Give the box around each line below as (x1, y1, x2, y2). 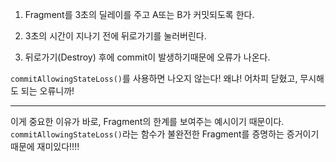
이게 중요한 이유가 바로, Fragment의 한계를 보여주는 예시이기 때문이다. (10, 116, 285, 127)
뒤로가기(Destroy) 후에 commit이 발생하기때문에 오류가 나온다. (24, 51, 271, 63)
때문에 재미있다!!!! (10, 141, 80, 152)
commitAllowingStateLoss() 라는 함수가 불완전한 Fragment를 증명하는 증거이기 (10, 128, 320, 140)
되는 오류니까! (20, 85, 75, 97)
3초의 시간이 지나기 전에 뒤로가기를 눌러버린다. (24, 30, 207, 42)
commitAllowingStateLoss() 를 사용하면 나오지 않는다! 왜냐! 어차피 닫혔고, (10, 73, 298, 84)
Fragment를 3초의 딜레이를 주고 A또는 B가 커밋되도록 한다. (24, 9, 255, 20)
